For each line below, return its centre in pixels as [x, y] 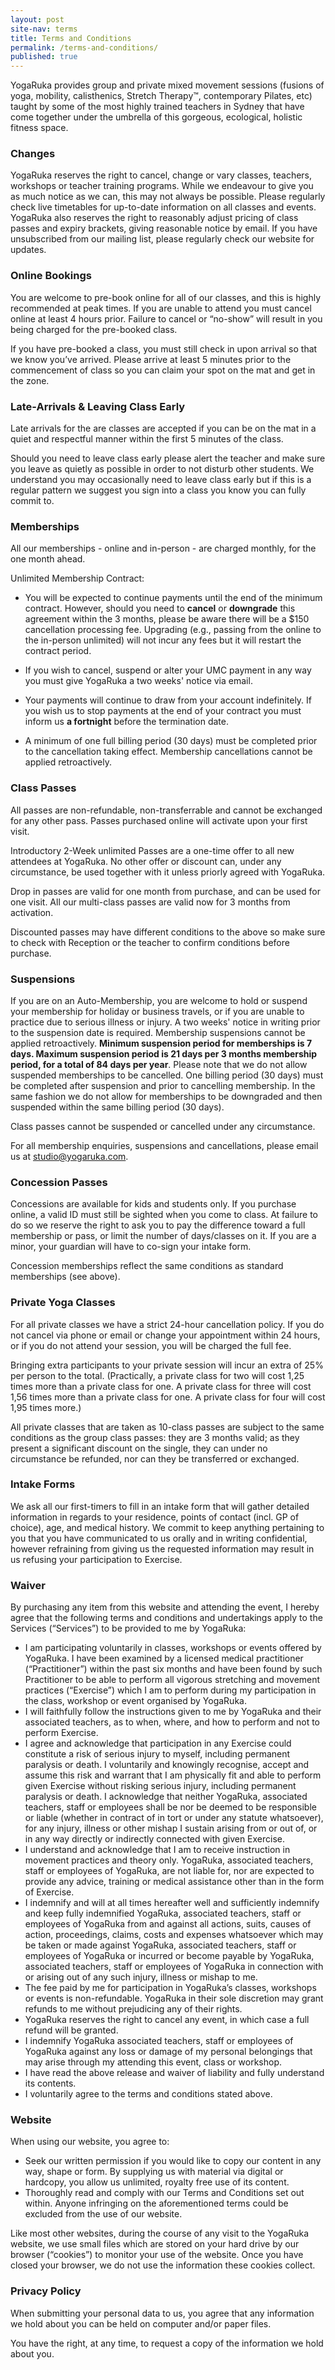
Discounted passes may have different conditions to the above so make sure [168, 932]
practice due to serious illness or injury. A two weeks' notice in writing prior [165, 1022]
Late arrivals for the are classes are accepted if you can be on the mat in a [163, 428]
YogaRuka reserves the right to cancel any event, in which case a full [167, 2020]
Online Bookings [51, 276]
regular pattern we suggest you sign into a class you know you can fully [158, 490]
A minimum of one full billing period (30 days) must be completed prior [171, 741]
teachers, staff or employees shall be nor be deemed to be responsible [170, 1807]
